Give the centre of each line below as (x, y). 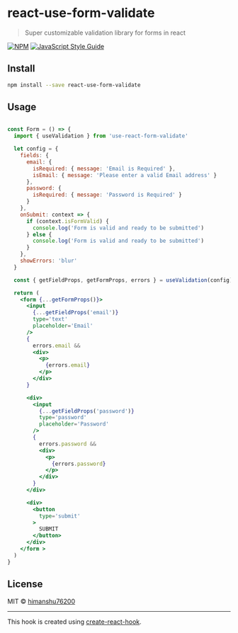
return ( (27, 293)
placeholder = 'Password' (74, 424)
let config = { (36, 149)
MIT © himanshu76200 (41, 601)
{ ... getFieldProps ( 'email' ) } (76, 313)
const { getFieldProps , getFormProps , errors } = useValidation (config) (123, 280)
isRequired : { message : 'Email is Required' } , (104, 169)
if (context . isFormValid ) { (68, 221)
